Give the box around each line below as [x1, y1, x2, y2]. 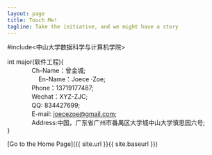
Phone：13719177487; [31, 84, 95, 92]
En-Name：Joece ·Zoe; [38, 75, 106, 83]
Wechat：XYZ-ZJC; [31, 92, 88, 101]
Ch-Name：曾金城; [31, 67, 86, 75]
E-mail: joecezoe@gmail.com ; [31, 110, 117, 118]
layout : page [7, 10, 45, 17]
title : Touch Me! [7, 17, 58, 24]
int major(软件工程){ [7, 58, 64, 66]
